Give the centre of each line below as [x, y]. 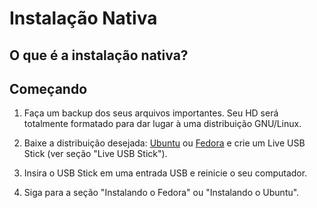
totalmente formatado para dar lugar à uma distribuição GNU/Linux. [162, 124]
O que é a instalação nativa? [99, 55]
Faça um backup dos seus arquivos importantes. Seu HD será [151, 113]
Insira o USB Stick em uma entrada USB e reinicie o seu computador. [165, 173]
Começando [48, 88]
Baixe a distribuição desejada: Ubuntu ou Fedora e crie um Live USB [164, 143]
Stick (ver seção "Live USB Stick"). [95, 154]
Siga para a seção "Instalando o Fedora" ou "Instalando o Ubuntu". [161, 193]
